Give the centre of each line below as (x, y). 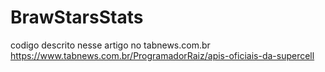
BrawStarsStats (77, 17)
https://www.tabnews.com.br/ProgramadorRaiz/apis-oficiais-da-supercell (162, 55)
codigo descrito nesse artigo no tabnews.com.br (110, 45)
